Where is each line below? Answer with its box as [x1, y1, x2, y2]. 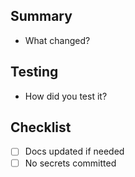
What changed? [24, 34, 91, 46]
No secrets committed [24, 157, 117, 169]
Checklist [10, 119, 72, 136]
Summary [10, 8, 73, 25]
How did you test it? [24, 90, 108, 102]
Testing [10, 64, 59, 81]
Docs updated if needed [24, 145, 125, 158]
